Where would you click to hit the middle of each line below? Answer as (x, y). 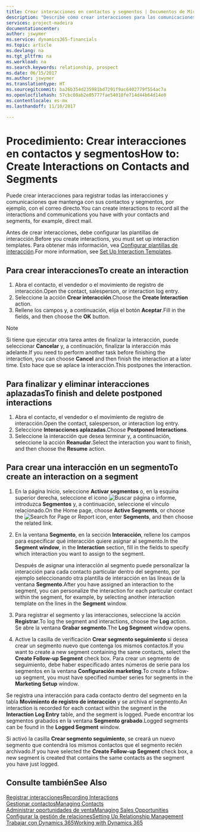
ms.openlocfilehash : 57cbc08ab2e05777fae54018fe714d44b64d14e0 (86, 95)
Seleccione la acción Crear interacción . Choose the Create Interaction (101, 298)
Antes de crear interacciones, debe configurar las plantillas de (82, 233)
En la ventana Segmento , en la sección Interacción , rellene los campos (102, 534)
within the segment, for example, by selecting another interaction (95, 597)
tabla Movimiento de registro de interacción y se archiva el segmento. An (97, 701)
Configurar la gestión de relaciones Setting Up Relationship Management (95, 816)
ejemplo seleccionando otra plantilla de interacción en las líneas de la (100, 578)
